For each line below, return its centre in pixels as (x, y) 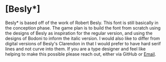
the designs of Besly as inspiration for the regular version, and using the (79, 33)
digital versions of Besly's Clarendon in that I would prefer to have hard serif (83, 43)
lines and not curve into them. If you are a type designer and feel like (75, 49)
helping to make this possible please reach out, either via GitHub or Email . (81, 54)
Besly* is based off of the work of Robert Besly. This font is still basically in (82, 23)
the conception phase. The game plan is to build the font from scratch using (83, 28)
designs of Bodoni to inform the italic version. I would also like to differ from (83, 38)
